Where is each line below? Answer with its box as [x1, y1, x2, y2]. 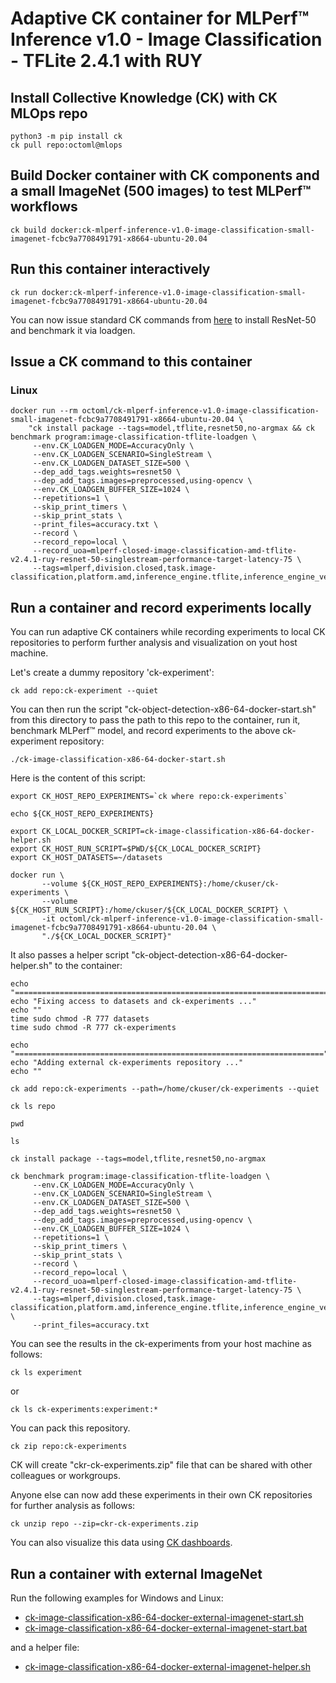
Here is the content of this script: [10, 772, 146, 784]
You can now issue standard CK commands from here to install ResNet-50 [10, 313, 317, 326]
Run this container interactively [10, 261, 211, 278]
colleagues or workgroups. [10, 1470, 122, 1482]
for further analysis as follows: [10, 1500, 136, 1512]
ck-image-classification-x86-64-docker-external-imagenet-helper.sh [24, 1660, 311, 1672]
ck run [10, 287, 38, 297]
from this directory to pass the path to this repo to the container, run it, [10, 714, 301, 726]
